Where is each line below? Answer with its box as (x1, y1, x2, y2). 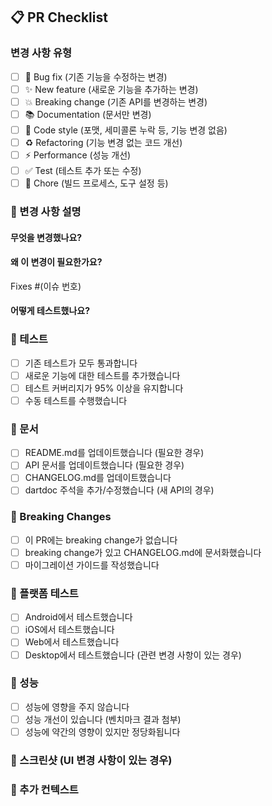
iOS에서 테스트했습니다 (24, 624, 115, 636)
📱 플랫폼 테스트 (10, 586, 79, 600)
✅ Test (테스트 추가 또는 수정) (24, 165, 142, 176)
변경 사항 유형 (10, 46, 73, 60)
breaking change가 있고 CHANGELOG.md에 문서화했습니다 (24, 546, 262, 558)
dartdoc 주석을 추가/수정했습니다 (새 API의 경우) (24, 484, 215, 496)
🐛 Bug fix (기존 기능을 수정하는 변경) (24, 70, 168, 83)
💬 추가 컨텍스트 (10, 782, 79, 796)
